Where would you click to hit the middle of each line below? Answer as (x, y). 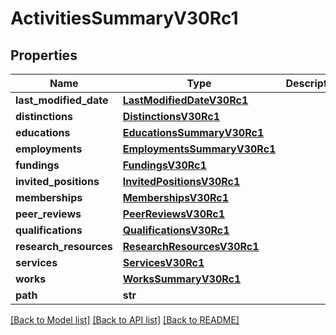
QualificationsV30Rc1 (176, 230)
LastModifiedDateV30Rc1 (185, 100)
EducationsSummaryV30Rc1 (193, 132)
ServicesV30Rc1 (163, 262)
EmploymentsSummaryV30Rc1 (199, 149)
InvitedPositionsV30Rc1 (181, 181)
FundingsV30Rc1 (164, 165)
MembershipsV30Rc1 (176, 197)
